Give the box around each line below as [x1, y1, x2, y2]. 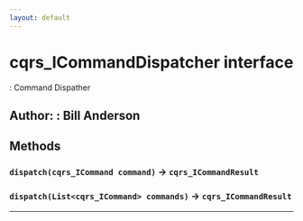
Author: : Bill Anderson [9, 107, 141, 123]
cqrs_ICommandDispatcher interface [9, 51, 294, 72]
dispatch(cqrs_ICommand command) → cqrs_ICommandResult [9, 166, 259, 179]
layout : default [9, 13, 70, 23]
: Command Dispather [9, 82, 91, 93]
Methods [9, 139, 61, 154]
